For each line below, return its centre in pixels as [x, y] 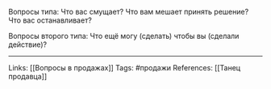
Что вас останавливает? [50, 20]
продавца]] [27, 76]
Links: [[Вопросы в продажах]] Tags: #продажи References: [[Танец [124, 68]
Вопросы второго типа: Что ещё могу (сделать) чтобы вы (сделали [124, 36]
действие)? [28, 44]
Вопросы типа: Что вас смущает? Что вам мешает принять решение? [129, 12]
